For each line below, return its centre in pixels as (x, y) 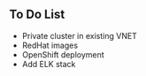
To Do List (37, 15)
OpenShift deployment (63, 54)
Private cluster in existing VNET (79, 35)
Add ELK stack (49, 64)
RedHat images (50, 45)
